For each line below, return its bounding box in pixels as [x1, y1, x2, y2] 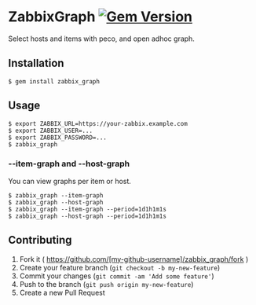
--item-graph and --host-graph [8, 158, 130, 169]
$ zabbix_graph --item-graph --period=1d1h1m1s [8, 205, 167, 213]
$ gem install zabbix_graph [8, 77, 101, 86]
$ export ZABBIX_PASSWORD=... [8, 134, 108, 141]
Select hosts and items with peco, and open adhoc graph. [8, 34, 195, 43]
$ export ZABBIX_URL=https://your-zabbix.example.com [8, 119, 188, 127]
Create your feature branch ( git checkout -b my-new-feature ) [19, 263, 221, 272]
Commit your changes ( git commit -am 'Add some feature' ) [19, 271, 214, 281]
